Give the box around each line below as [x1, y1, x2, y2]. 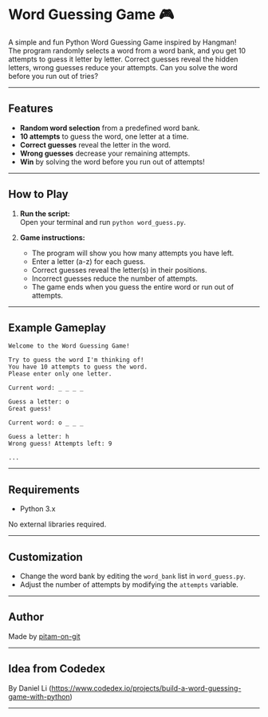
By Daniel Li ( [8, 683, 52, 693]
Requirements [8, 483, 80, 496]
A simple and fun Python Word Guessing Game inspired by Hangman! [8, 37, 237, 47]
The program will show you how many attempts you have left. [31, 248, 235, 258]
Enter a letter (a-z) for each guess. [31, 256, 146, 266]
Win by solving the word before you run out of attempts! [19, 156, 205, 167]
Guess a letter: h [8, 433, 69, 441]
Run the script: [19, 208, 70, 219]
